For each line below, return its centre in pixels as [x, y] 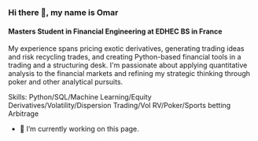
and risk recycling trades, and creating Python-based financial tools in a [125, 57]
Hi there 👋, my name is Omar [63, 13]
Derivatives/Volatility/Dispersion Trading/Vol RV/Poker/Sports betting [120, 106]
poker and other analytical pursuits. [66, 82]
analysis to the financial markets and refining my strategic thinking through [129, 74]
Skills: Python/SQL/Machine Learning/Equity [80, 97]
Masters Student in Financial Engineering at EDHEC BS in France [115, 31]
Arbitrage [24, 114]
